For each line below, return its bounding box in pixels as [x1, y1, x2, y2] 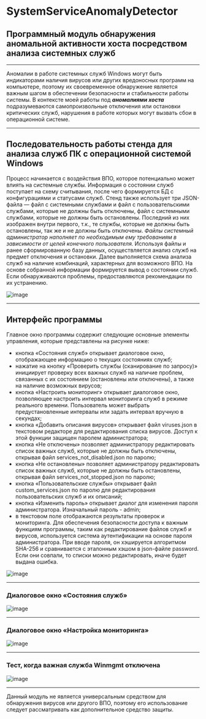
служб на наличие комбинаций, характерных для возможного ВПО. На [6, 259, 193, 266]
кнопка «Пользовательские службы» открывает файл [15, 480, 157, 487]
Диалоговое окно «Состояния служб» [6, 591, 128, 599]
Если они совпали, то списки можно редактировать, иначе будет [15, 551, 187, 559]
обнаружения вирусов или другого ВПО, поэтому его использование [6, 699, 188, 707]
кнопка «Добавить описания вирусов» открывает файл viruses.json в [15, 421, 197, 428]
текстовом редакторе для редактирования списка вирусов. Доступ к [15, 427, 198, 435]
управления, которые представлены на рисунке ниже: [6, 337, 150, 344]
